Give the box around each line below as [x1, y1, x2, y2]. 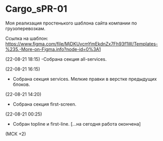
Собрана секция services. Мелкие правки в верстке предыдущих [12, 76, 157, 82]
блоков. [12, 81, 30, 87]
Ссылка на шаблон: [5, 35, 48, 41]
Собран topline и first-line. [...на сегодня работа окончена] [12, 121, 141, 127]
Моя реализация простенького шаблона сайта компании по [5, 20, 137, 26]
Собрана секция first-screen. [12, 101, 77, 107]
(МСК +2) [5, 131, 26, 137]
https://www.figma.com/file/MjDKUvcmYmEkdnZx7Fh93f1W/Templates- [5, 40, 158, 46]
